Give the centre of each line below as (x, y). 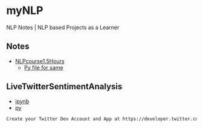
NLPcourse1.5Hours (40, 61)
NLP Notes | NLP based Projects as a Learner (63, 27)
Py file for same (43, 67)
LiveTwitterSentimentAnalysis (64, 86)
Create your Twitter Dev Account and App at (63, 119)
